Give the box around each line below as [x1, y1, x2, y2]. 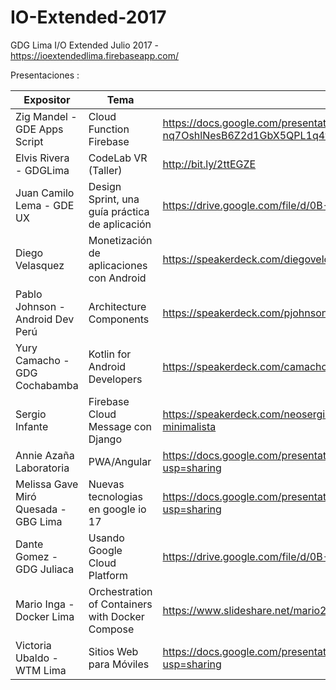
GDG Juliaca [15, 562, 75, 576]
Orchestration [88, 584, 153, 598]
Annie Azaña [15, 448, 75, 462]
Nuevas [88, 477, 125, 491]
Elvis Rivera [15, 151, 70, 165]
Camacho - [15, 353, 70, 367]
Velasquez [15, 258, 65, 272]
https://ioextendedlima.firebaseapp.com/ [10, 49, 179, 61]
